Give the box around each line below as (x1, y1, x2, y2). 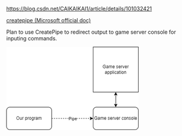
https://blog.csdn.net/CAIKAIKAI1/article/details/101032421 (6, 5, 152, 12)
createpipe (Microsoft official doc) (6, 17, 92, 23)
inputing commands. (6, 35, 57, 42)
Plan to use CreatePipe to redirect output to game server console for (6, 28, 177, 36)
